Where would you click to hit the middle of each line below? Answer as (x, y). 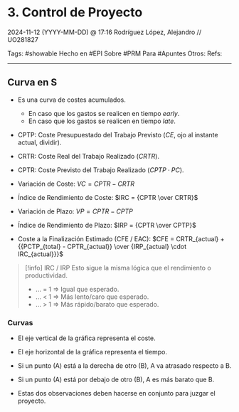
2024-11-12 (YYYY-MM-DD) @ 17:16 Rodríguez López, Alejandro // (104, 32)
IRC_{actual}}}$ (41, 254)
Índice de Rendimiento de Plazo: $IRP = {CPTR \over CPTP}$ (107, 225)
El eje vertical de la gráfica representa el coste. (86, 338)
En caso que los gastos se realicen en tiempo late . (102, 121)
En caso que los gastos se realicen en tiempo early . (104, 113)
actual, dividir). (39, 142)
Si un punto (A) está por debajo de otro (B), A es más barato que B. (116, 380)
